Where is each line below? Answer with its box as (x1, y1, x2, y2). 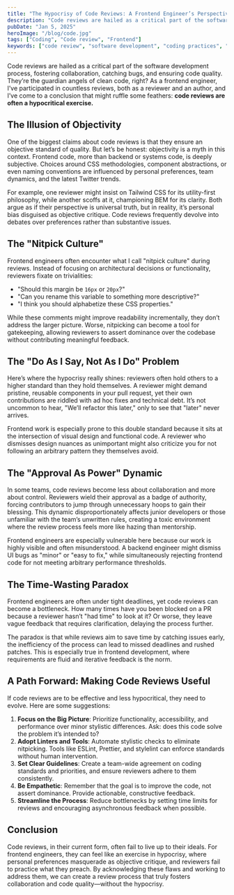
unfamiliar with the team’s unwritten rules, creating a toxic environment (7, 516, 211, 524)
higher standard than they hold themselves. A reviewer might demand (7, 382, 208, 390)
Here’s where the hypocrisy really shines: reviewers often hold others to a (7, 374, 219, 382)
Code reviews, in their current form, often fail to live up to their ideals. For (7, 842, 218, 851)
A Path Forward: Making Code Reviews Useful (7, 675, 211, 687)
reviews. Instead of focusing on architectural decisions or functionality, (7, 264, 211, 272)
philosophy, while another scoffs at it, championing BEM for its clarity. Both (7, 195, 223, 204)
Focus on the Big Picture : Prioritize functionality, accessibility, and (17, 714, 209, 723)
